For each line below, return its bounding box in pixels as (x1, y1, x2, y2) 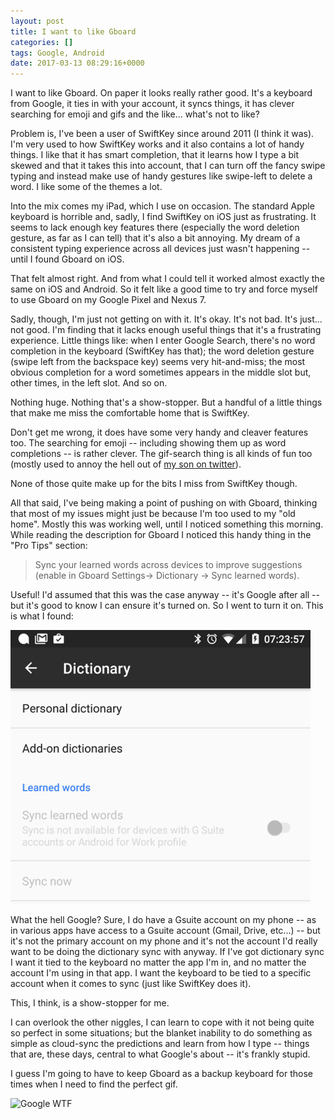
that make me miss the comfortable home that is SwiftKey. (10, 407, 250, 419)
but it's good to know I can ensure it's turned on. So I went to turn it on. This (10, 600, 324, 612)
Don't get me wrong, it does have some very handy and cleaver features (10, 426, 309, 439)
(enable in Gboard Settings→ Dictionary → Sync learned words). (34, 570, 300, 582)
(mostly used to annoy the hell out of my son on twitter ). (10, 458, 242, 470)
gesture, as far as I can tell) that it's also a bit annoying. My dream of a (10, 232, 301, 244)
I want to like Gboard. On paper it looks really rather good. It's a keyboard (10, 87, 313, 99)
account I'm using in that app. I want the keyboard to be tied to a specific (10, 967, 312, 979)
